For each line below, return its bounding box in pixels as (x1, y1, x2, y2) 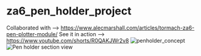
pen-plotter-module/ (6, 30, 58, 37)
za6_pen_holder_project (6, 4, 132, 18)
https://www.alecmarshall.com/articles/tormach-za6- (60, 24, 195, 31)
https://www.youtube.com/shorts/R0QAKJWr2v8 (6, 37, 129, 44)
